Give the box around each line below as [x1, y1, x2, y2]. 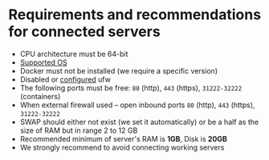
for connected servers [8, 22, 161, 41]
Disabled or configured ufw [19, 74, 111, 84]
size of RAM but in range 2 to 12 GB [19, 126, 138, 135]
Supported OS [19, 58, 67, 67]
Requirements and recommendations [8, 6, 262, 24]
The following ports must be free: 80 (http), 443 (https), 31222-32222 [19, 82, 243, 93]
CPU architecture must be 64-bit [19, 49, 128, 58]
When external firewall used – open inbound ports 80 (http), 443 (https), [19, 100, 255, 110]
